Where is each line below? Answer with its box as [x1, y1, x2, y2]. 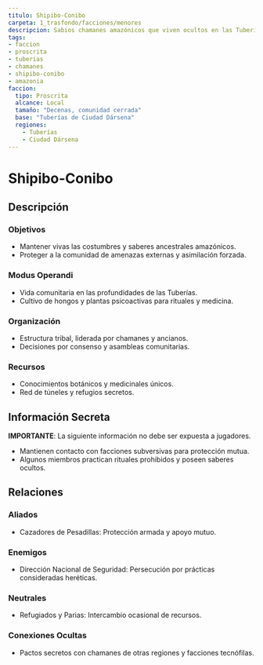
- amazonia [8, 77, 44, 85]
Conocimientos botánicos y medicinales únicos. [19, 379, 174, 389]
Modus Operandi [8, 270, 74, 281]
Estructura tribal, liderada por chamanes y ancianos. [19, 333, 189, 342]
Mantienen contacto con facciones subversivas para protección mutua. [19, 447, 250, 456]
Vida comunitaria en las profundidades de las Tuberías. [19, 287, 198, 297]
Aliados [8, 510, 38, 521]
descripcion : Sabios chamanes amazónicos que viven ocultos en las [8, 26, 233, 34]
